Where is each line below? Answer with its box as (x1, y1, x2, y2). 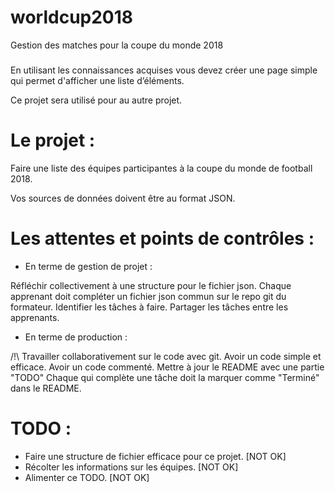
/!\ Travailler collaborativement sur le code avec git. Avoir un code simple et (10, 350, 322, 362)
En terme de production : (24, 331, 128, 343)
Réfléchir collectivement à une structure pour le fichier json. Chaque (10, 279, 292, 291)
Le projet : (10, 129, 96, 152)
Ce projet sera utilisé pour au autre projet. (10, 94, 183, 106)
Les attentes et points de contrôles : (10, 227, 315, 250)
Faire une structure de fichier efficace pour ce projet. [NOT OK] (24, 450, 287, 462)
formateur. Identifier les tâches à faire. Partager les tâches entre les (10, 301, 289, 313)
